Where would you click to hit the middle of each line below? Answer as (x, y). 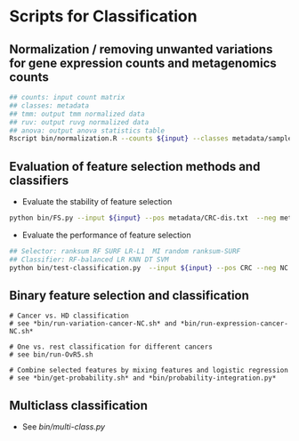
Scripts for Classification (103, 16)
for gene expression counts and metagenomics (143, 63)
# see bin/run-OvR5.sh (51, 355)
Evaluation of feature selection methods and (135, 166)
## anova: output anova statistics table (87, 131)
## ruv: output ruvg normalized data (79, 122)
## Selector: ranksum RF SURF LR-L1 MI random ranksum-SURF (125, 251)
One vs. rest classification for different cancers (115, 347)
